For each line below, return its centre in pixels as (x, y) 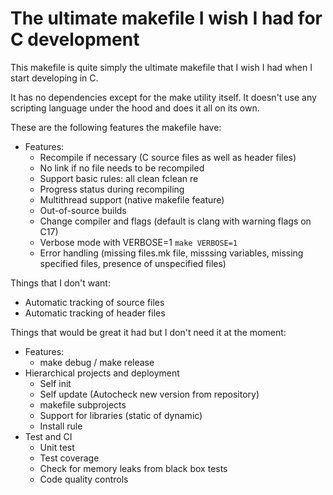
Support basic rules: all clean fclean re (119, 178)
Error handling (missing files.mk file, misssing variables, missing (171, 253)
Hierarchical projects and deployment (102, 373)
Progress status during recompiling (112, 189)
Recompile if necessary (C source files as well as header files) (168, 157)
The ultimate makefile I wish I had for (166, 18)
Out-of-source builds (83, 210)
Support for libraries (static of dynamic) (121, 415)
